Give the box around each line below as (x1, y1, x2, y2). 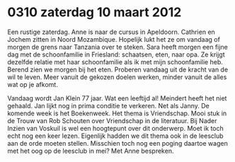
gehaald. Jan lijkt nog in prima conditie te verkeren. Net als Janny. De (7, 101, 210, 110)
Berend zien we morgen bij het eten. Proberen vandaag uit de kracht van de (7, 65, 229, 74)
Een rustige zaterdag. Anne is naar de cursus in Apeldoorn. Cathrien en (7, 28, 216, 36)
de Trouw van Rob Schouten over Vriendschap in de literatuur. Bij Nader (7, 116, 217, 125)
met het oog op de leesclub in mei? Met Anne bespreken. (7, 146, 174, 155)
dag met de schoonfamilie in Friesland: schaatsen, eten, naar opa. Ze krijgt (7, 50, 225, 59)
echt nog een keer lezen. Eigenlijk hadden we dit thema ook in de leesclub (7, 132, 224, 140)
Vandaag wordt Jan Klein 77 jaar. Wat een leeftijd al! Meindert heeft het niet (7, 93, 227, 103)
